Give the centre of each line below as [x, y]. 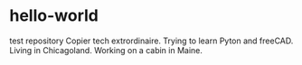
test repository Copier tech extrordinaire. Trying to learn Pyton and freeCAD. [151, 41]
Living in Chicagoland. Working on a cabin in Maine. [106, 50]
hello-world [54, 16]
